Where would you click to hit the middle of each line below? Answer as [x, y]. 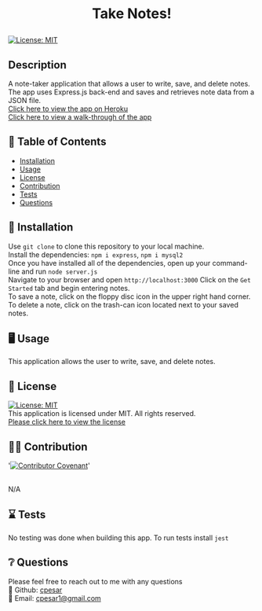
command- [230, 263]
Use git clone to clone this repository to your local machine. [106, 246]
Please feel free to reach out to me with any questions [95, 581]
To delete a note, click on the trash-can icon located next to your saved [124, 304]
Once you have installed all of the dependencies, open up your [109, 263]
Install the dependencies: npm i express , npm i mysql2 [96, 254]
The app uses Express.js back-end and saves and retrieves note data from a [131, 92]
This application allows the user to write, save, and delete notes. [112, 362]
